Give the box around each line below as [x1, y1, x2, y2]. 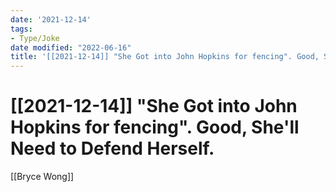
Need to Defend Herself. [10, 137, 215, 160]
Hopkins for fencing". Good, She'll [10, 116, 300, 139]
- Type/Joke [10, 33, 60, 43]
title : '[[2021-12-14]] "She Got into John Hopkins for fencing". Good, [10, 52, 320, 62]
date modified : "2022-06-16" [10, 42, 132, 53]
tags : [10, 24, 33, 34]
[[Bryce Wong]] [10, 171, 75, 183]
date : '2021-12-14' [10, 14, 92, 25]
